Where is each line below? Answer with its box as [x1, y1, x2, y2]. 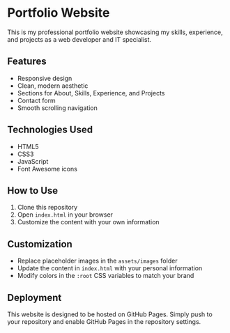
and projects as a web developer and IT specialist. [7, 35, 152, 43]
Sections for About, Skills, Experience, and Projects [17, 88, 165, 97]
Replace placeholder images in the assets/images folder [17, 256, 178, 265]
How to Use [7, 185, 59, 196]
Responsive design [17, 74, 72, 82]
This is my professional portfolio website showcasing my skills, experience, [7, 28, 223, 36]
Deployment [7, 291, 62, 304]
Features [7, 56, 47, 68]
